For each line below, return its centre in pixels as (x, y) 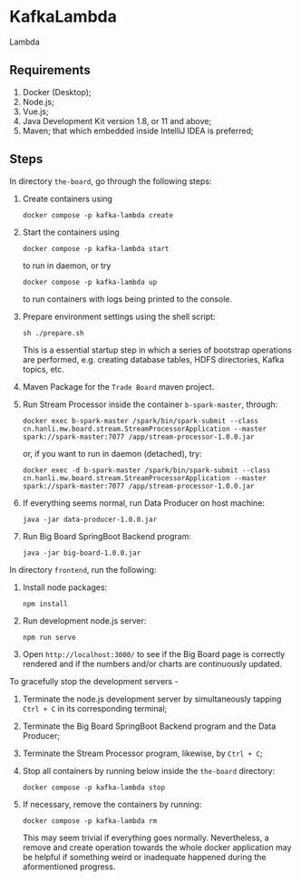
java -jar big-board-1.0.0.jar (82, 553)
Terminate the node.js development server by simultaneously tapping (152, 699)
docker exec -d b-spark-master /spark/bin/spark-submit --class (146, 470)
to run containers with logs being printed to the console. (127, 299)
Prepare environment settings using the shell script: (119, 316)
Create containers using (68, 198)
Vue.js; (35, 111)
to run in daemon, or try (67, 266)
